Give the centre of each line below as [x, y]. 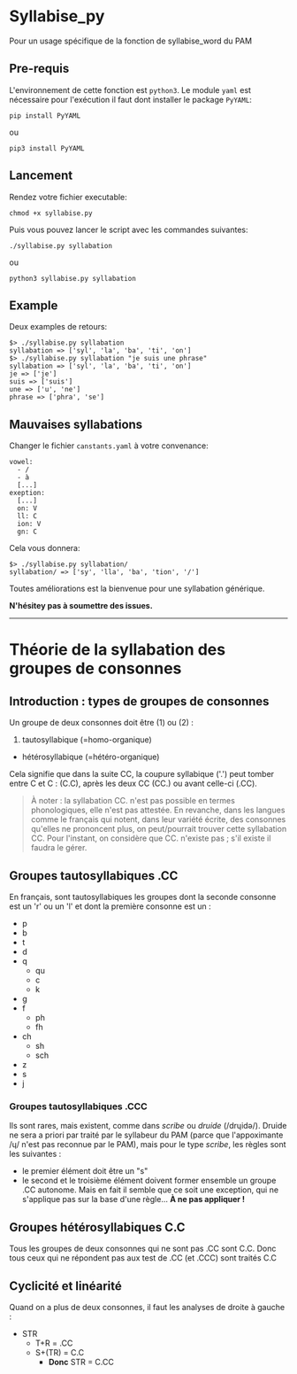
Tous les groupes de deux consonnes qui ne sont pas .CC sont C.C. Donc [143, 1249]
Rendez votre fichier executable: [69, 197]
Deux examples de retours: [58, 327]
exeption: [27, 493]
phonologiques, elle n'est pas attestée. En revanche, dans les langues [158, 810]
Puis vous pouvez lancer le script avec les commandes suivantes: [129, 229]
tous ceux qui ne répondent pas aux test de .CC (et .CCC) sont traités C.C [143, 1258]
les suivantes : [35, 1154]
